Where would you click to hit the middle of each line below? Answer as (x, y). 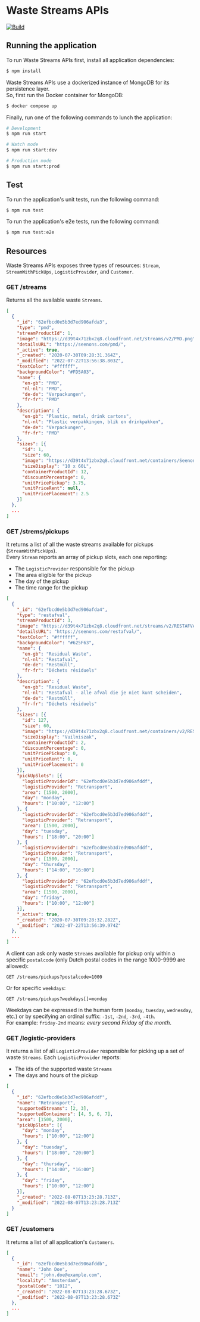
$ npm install (24, 71)
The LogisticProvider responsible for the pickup (75, 568)
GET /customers (30, 1229)
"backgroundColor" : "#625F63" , (56, 643)
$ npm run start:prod (33, 166)
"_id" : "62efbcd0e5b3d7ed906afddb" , (62, 1264)
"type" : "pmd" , (36, 328)
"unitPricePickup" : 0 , (50, 754)
